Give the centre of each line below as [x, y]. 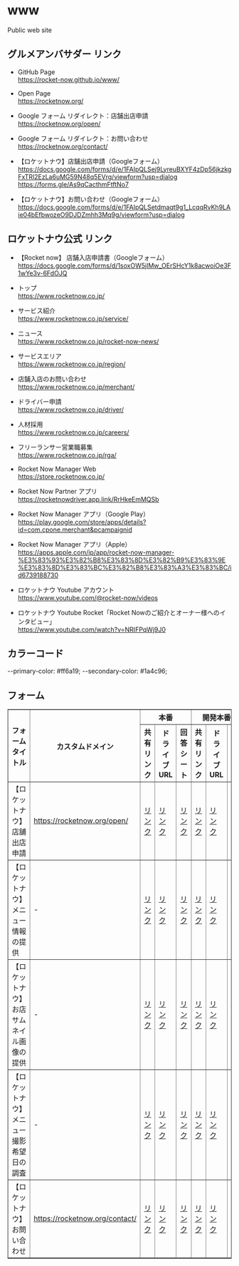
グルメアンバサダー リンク [65, 55]
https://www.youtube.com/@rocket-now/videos [88, 597]
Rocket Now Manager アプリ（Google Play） [83, 514]
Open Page [34, 93]
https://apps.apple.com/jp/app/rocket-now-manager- [96, 552]
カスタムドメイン [85, 746]
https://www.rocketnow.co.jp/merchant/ [76, 387]
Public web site [30, 30]
